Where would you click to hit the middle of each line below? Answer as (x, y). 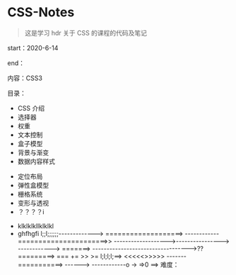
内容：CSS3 (25, 78)
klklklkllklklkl (36, 226)
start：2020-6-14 (33, 47)
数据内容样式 (36, 161)
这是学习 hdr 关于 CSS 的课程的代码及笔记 (85, 33)
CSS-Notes (41, 12)
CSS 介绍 (31, 108)
